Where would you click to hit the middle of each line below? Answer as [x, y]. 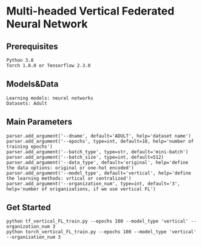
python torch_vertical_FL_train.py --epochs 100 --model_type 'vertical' [102, 232]
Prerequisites [32, 46]
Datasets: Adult [27, 103]
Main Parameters [39, 122]
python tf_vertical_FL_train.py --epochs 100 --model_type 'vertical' [97, 221]
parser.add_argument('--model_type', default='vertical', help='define [99, 173]
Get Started [29, 208]
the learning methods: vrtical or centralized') [69, 178]
